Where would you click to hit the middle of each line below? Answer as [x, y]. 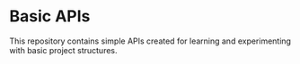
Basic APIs [50, 16]
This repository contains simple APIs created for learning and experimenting [150, 41]
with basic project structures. [64, 50]
